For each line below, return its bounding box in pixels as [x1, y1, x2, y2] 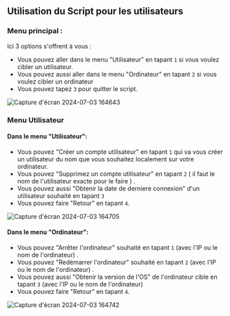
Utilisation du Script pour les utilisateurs [7, 6, 184, 17]
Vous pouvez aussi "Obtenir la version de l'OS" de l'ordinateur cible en [17, 273, 218, 282]
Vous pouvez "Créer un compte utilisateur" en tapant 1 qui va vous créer [17, 148, 224, 156]
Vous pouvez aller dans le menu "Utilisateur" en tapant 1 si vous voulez [17, 55, 220, 63]
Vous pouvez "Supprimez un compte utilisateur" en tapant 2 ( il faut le [17, 169, 216, 178]
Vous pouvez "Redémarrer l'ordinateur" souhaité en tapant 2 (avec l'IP [17, 258, 217, 266]
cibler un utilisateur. [17, 62, 74, 71]
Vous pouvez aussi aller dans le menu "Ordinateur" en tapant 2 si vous [17, 70, 217, 78]
